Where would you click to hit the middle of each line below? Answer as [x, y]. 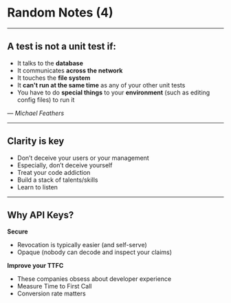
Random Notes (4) [60, 13]
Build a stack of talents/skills [57, 180]
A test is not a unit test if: [62, 46]
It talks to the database [50, 63]
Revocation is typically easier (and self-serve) [82, 245]
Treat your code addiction [54, 172]
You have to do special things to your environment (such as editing [113, 92]
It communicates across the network [70, 70]
